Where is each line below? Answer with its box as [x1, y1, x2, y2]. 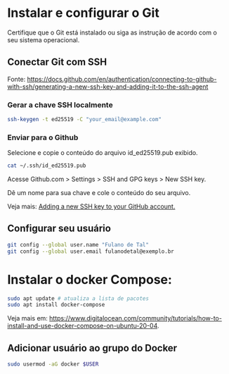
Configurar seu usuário [7, 223, 111, 235]
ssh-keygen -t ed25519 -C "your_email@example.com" [7, 116, 162, 123]
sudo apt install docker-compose [7, 301, 105, 308]
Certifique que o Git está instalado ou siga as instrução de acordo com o [7, 28, 218, 37]
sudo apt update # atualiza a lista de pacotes [7, 294, 150, 302]
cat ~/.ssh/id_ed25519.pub [7, 162, 86, 170]
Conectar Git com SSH [7, 56, 107, 68]
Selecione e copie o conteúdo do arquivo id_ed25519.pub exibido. [7, 149, 198, 157]
